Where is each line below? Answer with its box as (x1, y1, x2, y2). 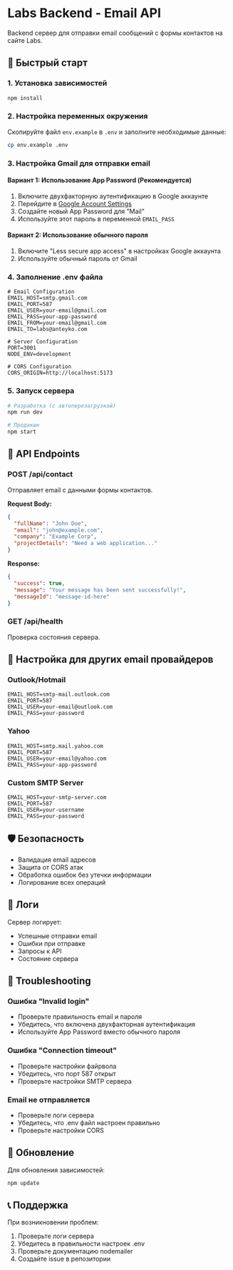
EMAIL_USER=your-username (7, 806, 84, 813)
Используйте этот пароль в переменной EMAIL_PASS (17, 214, 175, 223)
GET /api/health (7, 616, 63, 626)
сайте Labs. (7, 36, 43, 44)
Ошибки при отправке (17, 939, 86, 948)
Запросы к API (17, 947, 62, 955)
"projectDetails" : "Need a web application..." (14, 540, 158, 547)
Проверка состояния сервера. (7, 633, 100, 641)
